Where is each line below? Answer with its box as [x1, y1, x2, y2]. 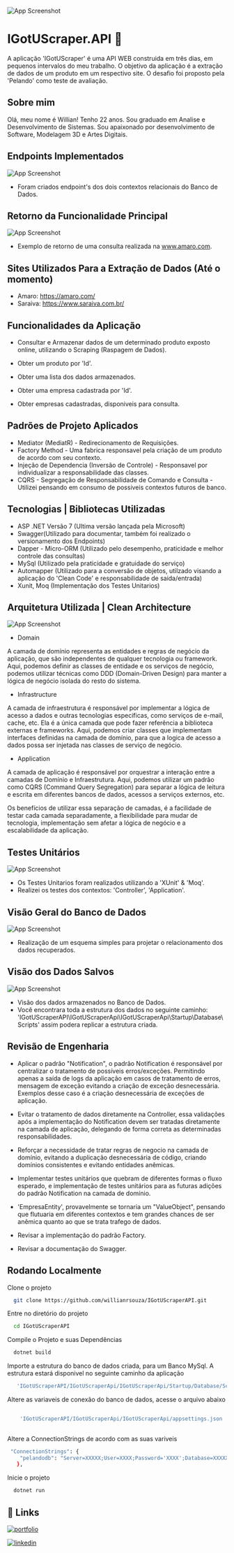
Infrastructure [17, 691, 57, 699]
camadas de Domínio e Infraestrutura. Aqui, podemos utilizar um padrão [7, 776, 214, 784]
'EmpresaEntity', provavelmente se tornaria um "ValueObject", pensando [17, 1202, 226, 1211]
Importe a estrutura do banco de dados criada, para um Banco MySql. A [7, 1361, 214, 1370]
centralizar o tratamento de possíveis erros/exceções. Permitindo [17, 1067, 205, 1075]
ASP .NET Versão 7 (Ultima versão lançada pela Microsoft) [17, 521, 186, 530]
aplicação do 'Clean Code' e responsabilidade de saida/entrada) [17, 574, 203, 582]
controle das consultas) [17, 551, 86, 560]
